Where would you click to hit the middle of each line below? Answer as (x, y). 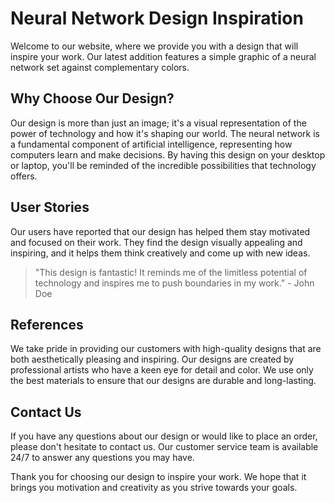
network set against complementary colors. (100, 67)
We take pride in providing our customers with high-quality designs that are (166, 349)
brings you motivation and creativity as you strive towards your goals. (154, 488)
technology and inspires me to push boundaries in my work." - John (174, 283)
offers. (24, 176)
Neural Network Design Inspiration (157, 18)
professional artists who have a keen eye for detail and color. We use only (162, 370)
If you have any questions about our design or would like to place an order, (164, 436)
